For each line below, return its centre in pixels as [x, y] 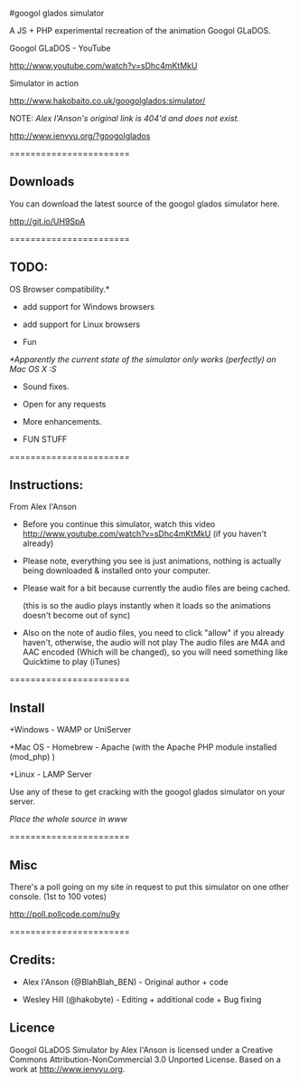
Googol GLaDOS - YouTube [60, 48]
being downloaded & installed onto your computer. [116, 570]
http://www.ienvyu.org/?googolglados [80, 136]
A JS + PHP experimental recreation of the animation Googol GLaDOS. [140, 30]
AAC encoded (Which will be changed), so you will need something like [155, 652]
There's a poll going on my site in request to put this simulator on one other [149, 887]
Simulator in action [44, 83]
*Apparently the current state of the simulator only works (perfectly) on [143, 359]
